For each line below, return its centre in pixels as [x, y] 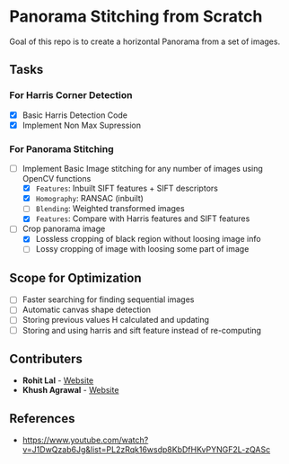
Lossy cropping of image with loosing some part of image [142, 249]
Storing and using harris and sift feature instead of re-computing [142, 330]
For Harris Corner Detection [71, 95]
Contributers [46, 359]
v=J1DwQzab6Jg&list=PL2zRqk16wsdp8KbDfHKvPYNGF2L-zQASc [146, 450]
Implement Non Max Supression [82, 125]
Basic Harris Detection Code [75, 115]
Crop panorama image [64, 229]
